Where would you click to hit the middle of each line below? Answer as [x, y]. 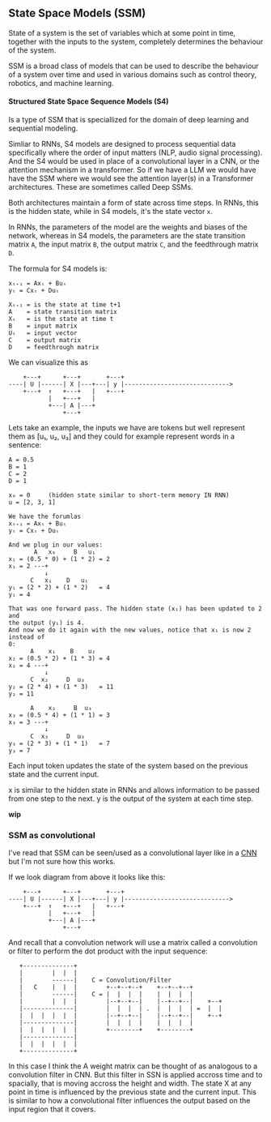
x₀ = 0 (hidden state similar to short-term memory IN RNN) [119, 495]
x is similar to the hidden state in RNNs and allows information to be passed [134, 790]
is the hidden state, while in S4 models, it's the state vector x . [110, 212]
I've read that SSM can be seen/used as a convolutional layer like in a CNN [133, 853]
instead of [27, 637]
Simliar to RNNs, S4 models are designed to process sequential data [122, 144]
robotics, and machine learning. [61, 83]
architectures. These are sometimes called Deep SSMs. [101, 187]
